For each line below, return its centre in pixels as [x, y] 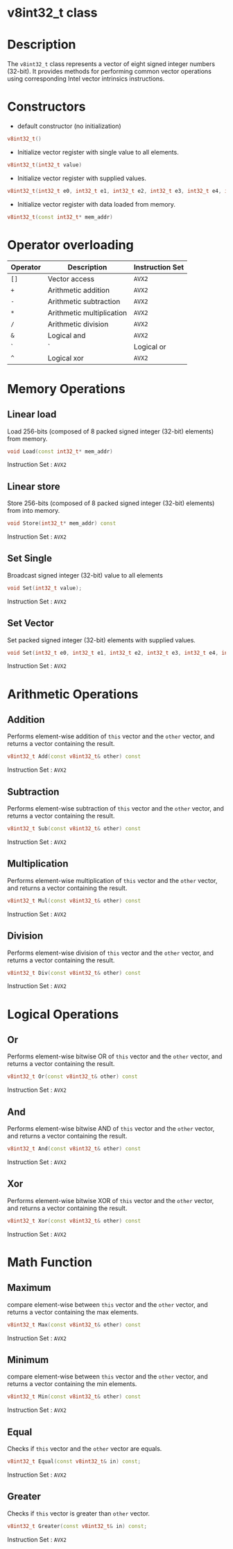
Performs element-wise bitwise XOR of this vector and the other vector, [111, 1200]
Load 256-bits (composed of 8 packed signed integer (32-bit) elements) [111, 431]
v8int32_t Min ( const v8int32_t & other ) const [74, 1397]
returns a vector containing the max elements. [73, 1312]
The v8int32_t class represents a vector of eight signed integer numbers [111, 64]
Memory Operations [67, 389]
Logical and [67, 335]
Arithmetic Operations [73, 694]
